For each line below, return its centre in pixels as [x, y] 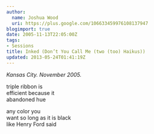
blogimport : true [28, 29]
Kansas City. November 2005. [44, 74]
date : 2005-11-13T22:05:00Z [42, 35]
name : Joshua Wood [35, 18]
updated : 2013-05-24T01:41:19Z [46, 57]
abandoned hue [26, 99]
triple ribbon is [24, 86]
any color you [23, 111]
